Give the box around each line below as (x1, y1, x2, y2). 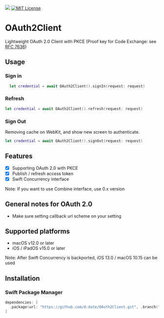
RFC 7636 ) (5, 44, 27, 49)
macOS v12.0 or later (12, 240, 55, 246)
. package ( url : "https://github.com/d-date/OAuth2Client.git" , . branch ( (9, 305, 159, 310)
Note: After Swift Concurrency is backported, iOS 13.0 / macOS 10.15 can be (5, 255, 158, 261)
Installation (5, 274, 40, 282)
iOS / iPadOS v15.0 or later (12, 245, 65, 251)
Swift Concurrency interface (12, 176, 69, 182)
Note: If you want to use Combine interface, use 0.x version (5, 186, 125, 192)
